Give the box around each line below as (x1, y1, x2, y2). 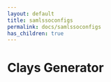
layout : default (7, 10, 54, 18)
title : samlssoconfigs (7, 17, 73, 24)
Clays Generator (7, 60, 104, 76)
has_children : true (7, 29, 64, 37)
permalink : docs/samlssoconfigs (7, 23, 101, 30)
